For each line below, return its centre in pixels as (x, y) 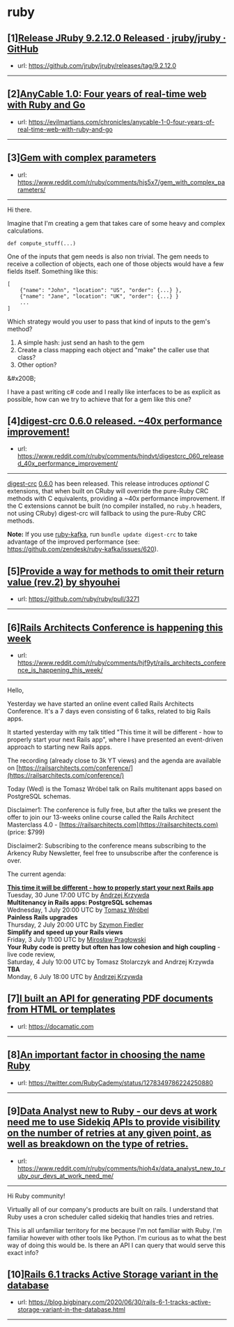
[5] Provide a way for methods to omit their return (116, 571)
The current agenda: (37, 874)
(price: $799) (26, 832)
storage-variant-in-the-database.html (71, 1310)
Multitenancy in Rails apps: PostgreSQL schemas (80, 903)
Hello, (16, 690)
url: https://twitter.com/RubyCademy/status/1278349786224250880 (115, 1082)
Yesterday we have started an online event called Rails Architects (101, 704)
